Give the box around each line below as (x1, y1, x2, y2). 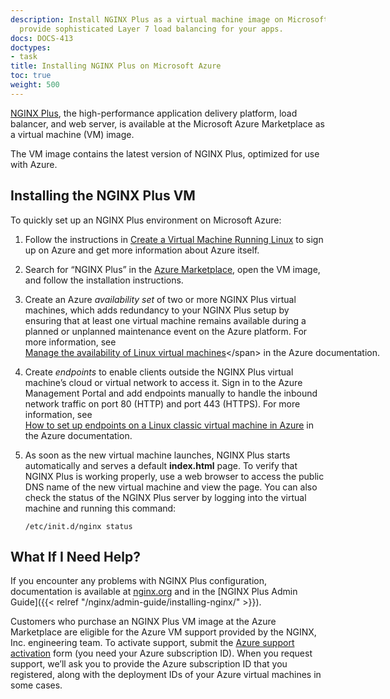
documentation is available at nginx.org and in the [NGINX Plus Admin (10, 586, 298, 598)
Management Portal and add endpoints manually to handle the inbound (24, 387, 318, 399)
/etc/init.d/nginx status (24, 521, 133, 531)
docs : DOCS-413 (10, 33, 74, 43)
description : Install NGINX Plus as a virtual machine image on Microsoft (10, 14, 329, 25)
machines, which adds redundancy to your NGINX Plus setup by (24, 304, 290, 316)
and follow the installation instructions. (24, 274, 184, 286)
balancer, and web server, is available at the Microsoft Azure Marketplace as (10, 117, 325, 130)
